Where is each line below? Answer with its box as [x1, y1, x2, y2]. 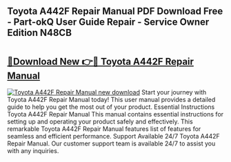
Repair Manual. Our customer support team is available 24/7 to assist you [7, 139, 216, 148]
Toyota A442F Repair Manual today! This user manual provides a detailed [7, 96, 216, 103]
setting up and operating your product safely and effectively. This [7, 117, 193, 125]
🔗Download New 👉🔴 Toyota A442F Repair [7, 55, 194, 68]
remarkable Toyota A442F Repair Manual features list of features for [7, 125, 201, 133]
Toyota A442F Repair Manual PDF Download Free [7, 6, 223, 17]
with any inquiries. [7, 147, 59, 154]
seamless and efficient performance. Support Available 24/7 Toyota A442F [7, 132, 221, 140]
